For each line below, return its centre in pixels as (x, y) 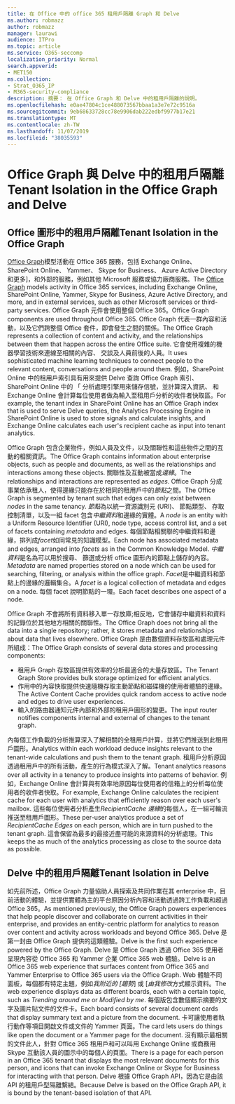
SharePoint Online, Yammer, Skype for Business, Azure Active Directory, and (117, 295)
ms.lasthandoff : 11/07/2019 (48, 131)
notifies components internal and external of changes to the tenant (114, 718)
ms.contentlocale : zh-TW (43, 125)
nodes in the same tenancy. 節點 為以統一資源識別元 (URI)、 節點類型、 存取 (116, 507)
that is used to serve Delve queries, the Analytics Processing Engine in (109, 411)
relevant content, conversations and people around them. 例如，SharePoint (115, 369)
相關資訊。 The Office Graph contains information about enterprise (115, 456)
